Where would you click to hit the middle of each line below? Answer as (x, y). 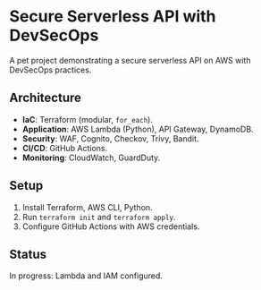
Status (28, 254)
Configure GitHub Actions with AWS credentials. (111, 226)
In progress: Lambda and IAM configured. (86, 276)
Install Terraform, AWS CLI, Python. (88, 207)
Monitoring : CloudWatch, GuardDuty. (91, 158)
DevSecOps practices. (51, 70)
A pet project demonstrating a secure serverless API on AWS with (130, 60)
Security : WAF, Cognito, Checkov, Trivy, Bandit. (110, 138)
